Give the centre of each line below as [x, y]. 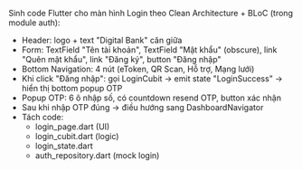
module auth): [34, 23]
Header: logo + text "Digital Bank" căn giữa [102, 40]
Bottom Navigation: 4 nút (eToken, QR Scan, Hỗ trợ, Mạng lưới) [138, 69]
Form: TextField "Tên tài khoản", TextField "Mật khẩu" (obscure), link [149, 50]
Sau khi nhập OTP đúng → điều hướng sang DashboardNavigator [142, 107]
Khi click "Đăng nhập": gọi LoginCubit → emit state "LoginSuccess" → [152, 79]
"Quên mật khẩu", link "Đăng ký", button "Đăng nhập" [122, 59]
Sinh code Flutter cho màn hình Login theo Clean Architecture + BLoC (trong [151, 13]
